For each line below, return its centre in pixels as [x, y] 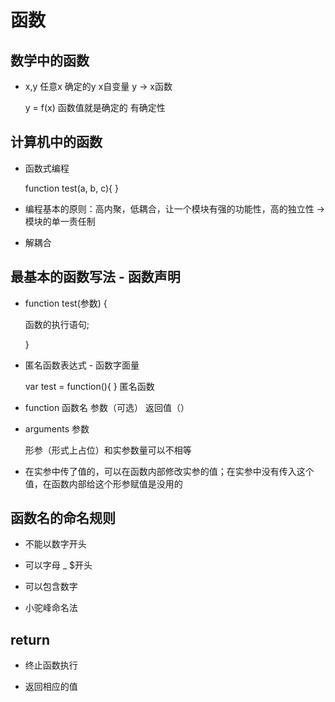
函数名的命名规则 [63, 518]
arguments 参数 [57, 428]
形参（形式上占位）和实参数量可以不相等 [108, 450]
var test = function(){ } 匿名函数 [89, 386]
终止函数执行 [51, 665]
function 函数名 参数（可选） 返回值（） [107, 407]
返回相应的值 [51, 687]
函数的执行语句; [57, 324]
